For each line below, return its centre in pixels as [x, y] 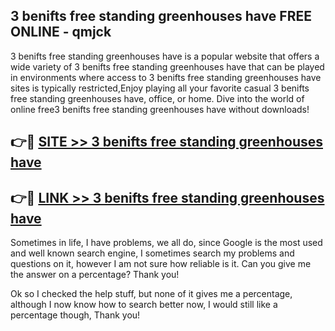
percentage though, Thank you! [75, 315]
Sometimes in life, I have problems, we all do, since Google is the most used [166, 243]
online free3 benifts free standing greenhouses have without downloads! [160, 109]
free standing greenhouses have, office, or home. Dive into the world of [157, 98]
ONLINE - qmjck [61, 32]
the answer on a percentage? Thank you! [95, 275]
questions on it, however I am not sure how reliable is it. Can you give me [161, 264]
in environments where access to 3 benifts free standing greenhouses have [166, 77]
